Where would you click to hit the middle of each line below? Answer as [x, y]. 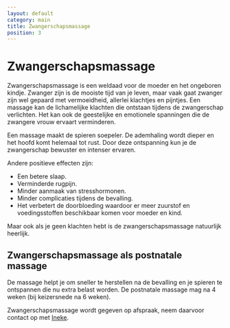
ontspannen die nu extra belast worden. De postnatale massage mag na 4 [112, 290]
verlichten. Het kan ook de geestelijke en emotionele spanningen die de [108, 115]
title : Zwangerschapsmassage [49, 26]
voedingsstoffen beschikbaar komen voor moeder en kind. [100, 213]
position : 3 [24, 33]
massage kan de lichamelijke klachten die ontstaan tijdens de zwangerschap [115, 108]
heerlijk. [18, 233]
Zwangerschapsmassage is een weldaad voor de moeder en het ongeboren [114, 86]
